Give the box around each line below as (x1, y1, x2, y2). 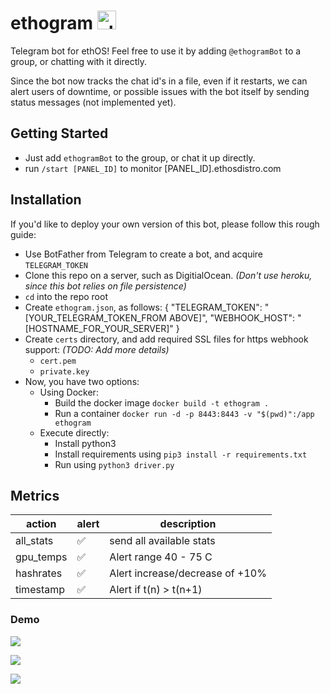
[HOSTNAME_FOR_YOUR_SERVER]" (24, 322, 174, 334)
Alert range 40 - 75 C (109, 550, 213, 564)
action (25, 517, 57, 531)
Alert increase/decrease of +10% (109, 566, 267, 580)
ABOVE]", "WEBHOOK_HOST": (168, 311, 296, 324)
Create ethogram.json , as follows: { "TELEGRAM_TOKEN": (24, 301, 263, 313)
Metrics (10, 487, 60, 504)
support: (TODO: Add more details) (24, 343, 170, 355)
